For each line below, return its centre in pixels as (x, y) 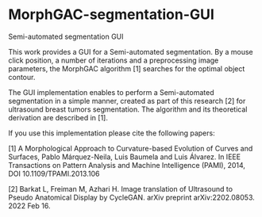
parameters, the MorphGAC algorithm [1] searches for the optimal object (127, 68)
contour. (22, 77)
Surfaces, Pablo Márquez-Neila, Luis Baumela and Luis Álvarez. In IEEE (124, 157)
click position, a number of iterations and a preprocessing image (114, 60)
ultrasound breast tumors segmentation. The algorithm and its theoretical (128, 109)
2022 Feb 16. (29, 206)
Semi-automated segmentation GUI (66, 36)
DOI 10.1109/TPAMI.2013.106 (54, 173)
